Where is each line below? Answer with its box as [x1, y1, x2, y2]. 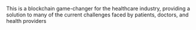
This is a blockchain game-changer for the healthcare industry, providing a [6, 5, 190, 12]
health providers [6, 18, 47, 24]
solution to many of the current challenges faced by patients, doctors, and [6, 11, 189, 18]
